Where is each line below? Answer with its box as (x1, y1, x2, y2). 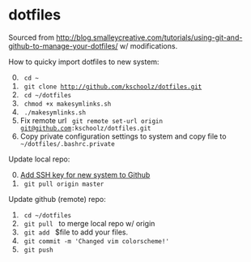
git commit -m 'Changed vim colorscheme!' (23, 237, 170, 245)
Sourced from (8, 32, 55, 42)
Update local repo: (8, 154, 70, 164)
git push (23, 246, 54, 254)
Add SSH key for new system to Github (19, 170, 151, 179)
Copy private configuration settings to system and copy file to (19, 131, 227, 141)
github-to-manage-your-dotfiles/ (8, 41, 119, 50)
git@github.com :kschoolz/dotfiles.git (19, 124, 151, 132)
